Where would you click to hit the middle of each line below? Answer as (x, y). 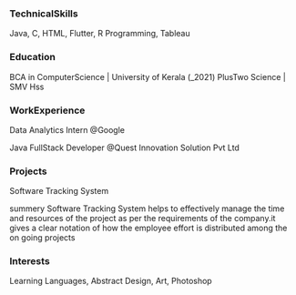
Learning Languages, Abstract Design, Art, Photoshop (111, 281)
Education (33, 57)
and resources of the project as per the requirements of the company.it (143, 219)
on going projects (42, 238)
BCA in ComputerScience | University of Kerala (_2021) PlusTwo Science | (148, 76)
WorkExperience (47, 110)
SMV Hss (27, 86)
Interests (30, 261)
